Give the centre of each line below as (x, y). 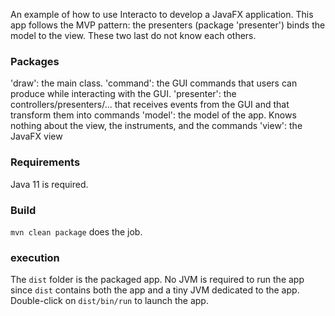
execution (35, 257)
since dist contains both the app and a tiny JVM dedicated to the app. (155, 290)
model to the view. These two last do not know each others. (133, 35)
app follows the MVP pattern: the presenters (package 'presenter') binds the (168, 25)
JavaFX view (36, 136)
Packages (35, 61)
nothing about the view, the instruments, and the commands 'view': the (156, 126)
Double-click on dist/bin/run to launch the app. (109, 301)
